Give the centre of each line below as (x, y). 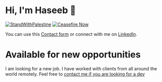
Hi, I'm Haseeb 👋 (41, 10)
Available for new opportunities (73, 55)
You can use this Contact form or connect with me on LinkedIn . (71, 34)
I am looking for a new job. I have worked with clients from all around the (81, 68)
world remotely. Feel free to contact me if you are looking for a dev (75, 74)
